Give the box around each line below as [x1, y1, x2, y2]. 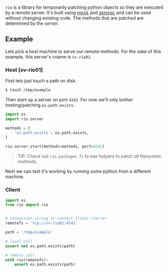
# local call [5, 239, 33, 244]
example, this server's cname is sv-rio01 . [5, 53, 92, 60]
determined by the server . [5, 20, 60, 26]
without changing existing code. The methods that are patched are [5, 15, 144, 21]
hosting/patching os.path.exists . [5, 102, 75, 108]
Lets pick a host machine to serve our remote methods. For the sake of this [5, 48, 161, 55]
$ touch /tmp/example [5, 88, 51, 93]
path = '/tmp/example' [5, 230, 53, 235]
